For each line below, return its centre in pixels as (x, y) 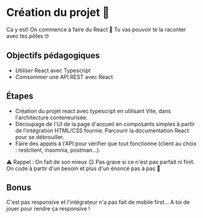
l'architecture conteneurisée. (52, 117)
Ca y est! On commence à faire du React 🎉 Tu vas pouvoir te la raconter (96, 29)
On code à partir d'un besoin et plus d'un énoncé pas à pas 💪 (83, 168)
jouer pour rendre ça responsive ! (48, 209)
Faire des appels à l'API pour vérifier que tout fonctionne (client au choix (106, 143)
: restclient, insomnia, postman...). (58, 150)
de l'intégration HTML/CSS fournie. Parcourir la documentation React (102, 130)
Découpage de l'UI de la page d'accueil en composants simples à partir (105, 124)
